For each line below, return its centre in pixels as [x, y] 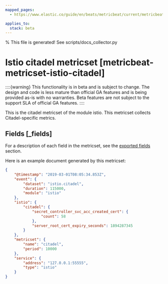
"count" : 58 [53, 216]
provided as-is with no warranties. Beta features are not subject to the [77, 97]
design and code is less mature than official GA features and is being [76, 92]
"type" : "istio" [40, 267]
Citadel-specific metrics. [30, 118]
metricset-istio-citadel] [55, 73]
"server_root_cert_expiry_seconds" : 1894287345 [82, 225]
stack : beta [22, 28]
